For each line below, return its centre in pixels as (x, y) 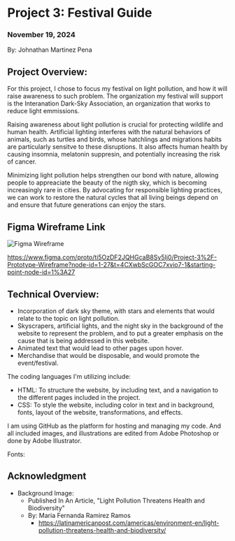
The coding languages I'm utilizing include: (69, 376)
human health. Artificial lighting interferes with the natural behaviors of (109, 132)
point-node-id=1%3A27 (41, 272)
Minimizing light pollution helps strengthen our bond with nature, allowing (113, 175)
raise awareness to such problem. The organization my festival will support (115, 96)
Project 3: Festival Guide (80, 13)
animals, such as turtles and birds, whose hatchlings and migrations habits (115, 139)
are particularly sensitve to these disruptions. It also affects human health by (117, 147)
